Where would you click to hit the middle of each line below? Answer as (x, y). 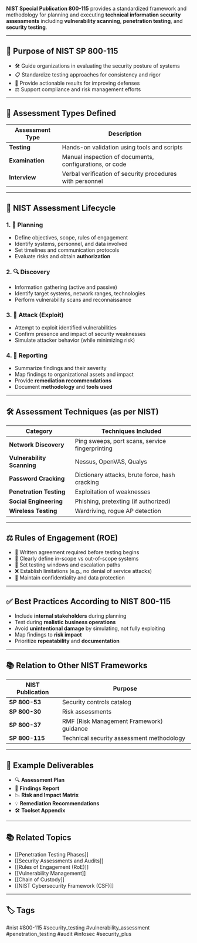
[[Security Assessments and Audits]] (59, 861)
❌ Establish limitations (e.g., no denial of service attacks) (83, 571)
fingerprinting (94, 448)
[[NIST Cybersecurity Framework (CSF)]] (64, 886)
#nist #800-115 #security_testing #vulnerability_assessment (78, 927)
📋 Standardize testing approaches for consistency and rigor (88, 74)
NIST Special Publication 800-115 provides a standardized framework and (96, 9)
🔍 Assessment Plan (40, 780)
